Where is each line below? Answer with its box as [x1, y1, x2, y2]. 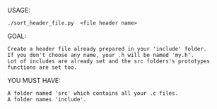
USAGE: [7, 6, 30, 14]
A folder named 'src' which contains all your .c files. [7, 90, 179, 97]
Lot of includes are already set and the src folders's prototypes [7, 58, 211, 65]
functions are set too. [7, 64, 78, 71]
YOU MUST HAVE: [7, 77, 61, 84]
